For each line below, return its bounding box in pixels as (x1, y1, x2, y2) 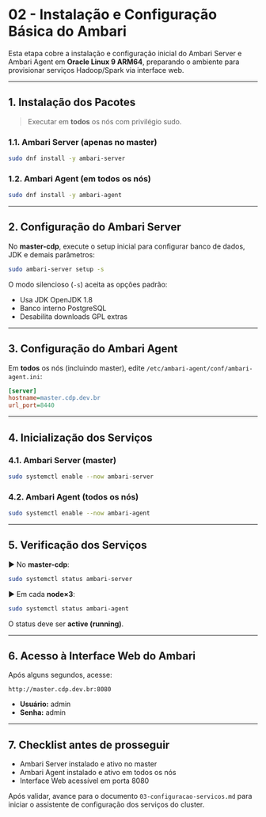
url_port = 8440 (8, 401, 55, 409)
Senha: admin (19, 708, 66, 717)
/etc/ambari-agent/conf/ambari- (146, 364, 253, 373)
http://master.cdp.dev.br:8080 (8, 686, 112, 693)
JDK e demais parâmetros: (8, 249, 95, 259)
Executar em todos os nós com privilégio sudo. (27, 116, 182, 126)
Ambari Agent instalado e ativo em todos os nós (19, 768, 177, 777)
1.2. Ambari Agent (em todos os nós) (8, 173, 152, 184)
